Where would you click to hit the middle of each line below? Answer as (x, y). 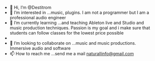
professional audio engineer (38, 18)
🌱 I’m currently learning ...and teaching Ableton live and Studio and (77, 23)
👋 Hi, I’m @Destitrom (30, 7)
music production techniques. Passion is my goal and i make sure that (80, 28)
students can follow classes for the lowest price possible (67, 33)
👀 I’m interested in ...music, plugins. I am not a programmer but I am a (79, 12)
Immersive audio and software (40, 48)
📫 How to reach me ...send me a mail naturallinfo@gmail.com (72, 54)
